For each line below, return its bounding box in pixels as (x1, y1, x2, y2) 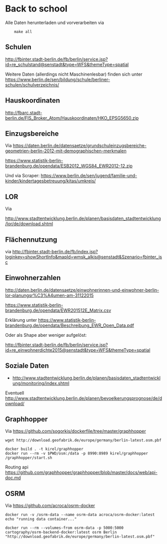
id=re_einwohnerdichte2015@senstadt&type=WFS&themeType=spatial (5, 347, 151, 353)
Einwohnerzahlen (5, 274, 61, 282)
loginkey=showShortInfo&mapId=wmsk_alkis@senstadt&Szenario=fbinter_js (5, 254, 162, 260)
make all (14, 29, 32, 34)
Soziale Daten (5, 361, 49, 370)
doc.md (5, 475, 21, 481)
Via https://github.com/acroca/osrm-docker (5, 502, 95, 508)
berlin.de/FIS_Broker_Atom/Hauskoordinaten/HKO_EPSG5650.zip (5, 115, 139, 121)
